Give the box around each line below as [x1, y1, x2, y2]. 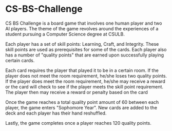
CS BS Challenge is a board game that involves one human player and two [5, 20, 162, 26]
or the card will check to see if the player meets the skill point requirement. [5, 83, 163, 90]
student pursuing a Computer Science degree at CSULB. [5, 31, 125, 37]
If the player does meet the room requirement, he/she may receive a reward [5, 78, 165, 84]
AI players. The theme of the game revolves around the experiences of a [5, 25, 159, 31]
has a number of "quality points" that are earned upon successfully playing [5, 52, 164, 58]
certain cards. [5, 57, 35, 63]
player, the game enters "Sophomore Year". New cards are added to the [5, 104, 158, 110]
